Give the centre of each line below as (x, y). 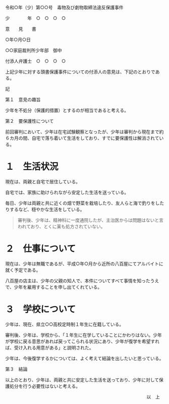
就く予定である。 (23, 270)
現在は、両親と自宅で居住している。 (43, 181)
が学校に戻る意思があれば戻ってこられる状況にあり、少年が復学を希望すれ (82, 341)
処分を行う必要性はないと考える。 (45, 386)
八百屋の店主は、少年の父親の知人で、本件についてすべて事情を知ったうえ (82, 281)
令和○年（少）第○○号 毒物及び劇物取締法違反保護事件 (64, 7)
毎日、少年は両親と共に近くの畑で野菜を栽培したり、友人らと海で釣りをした (85, 203)
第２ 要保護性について (30, 121)
